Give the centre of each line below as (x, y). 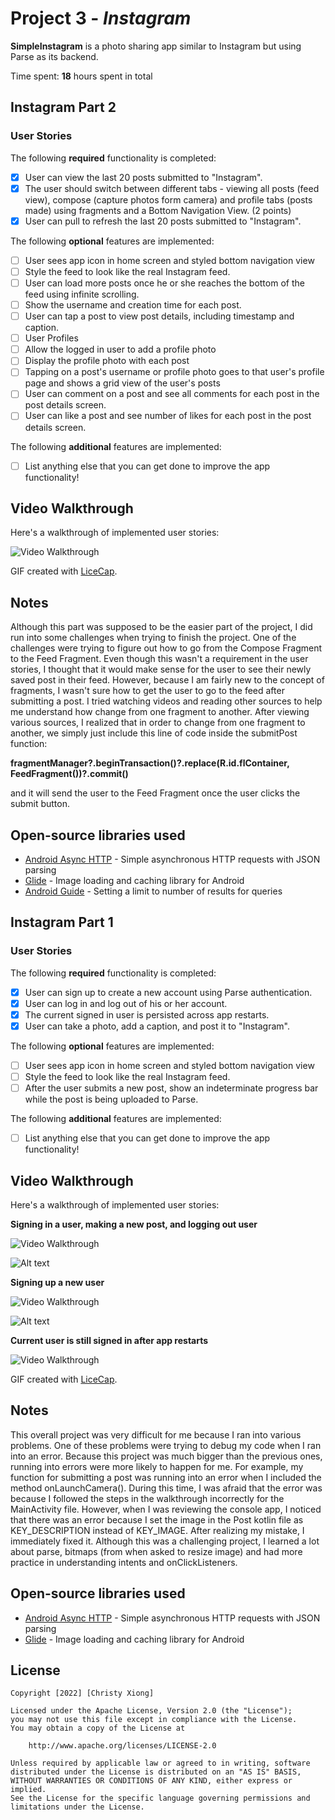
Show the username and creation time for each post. (133, 305)
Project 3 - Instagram (101, 18)
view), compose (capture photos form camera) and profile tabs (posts (168, 199)
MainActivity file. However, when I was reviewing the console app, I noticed (166, 1509)
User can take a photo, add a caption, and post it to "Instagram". (157, 1026)
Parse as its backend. (54, 56)
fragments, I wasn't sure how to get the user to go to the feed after (147, 691)
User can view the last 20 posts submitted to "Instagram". (143, 177)
